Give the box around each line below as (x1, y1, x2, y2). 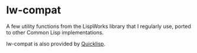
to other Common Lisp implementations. (6, 29, 104, 36)
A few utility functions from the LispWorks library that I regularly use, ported (6, 23, 191, 30)
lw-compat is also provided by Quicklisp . (6, 40, 105, 47)
